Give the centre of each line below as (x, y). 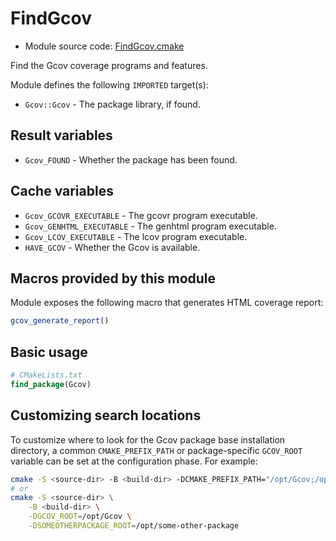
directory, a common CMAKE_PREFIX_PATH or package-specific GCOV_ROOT (156, 450)
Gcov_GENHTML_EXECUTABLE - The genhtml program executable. (150, 226)
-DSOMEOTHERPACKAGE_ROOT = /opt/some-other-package (134, 526)
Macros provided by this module (113, 278)
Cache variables (62, 191)
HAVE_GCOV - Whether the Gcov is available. (112, 247)
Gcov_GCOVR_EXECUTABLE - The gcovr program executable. (141, 215)
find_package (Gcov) (51, 384)
